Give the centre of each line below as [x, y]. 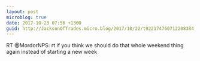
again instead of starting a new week [52, 52]
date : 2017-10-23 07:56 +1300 [44, 23]
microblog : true [26, 17]
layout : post [22, 12]
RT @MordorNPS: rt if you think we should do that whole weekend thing [95, 45]
